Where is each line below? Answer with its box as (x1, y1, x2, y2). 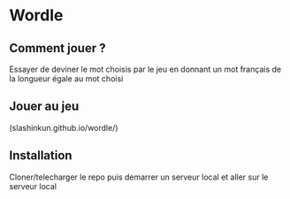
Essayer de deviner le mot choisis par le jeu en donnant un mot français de (9, 64, 281, 74)
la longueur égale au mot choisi (9, 73, 124, 84)
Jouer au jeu (9, 99, 80, 114)
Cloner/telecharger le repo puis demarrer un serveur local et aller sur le (9, 172, 269, 182)
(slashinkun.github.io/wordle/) (9, 122, 118, 133)
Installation (9, 148, 72, 164)
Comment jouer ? (9, 41, 106, 56)
